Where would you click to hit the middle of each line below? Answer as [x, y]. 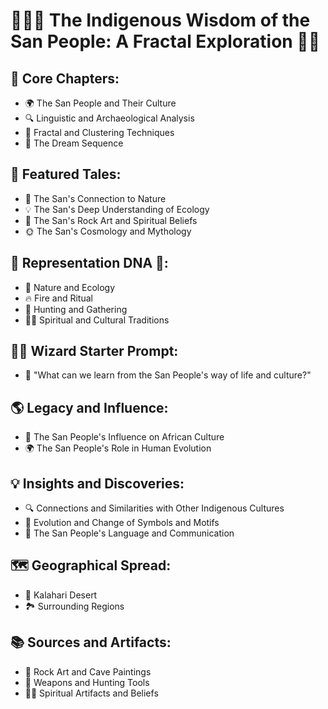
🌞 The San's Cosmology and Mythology [108, 231]
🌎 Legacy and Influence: [89, 407]
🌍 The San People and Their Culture [100, 103]
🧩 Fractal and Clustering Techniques [99, 132]
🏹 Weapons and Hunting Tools [87, 682]
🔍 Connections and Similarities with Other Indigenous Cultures [154, 508]
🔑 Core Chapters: [65, 78]
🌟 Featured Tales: [66, 174]
